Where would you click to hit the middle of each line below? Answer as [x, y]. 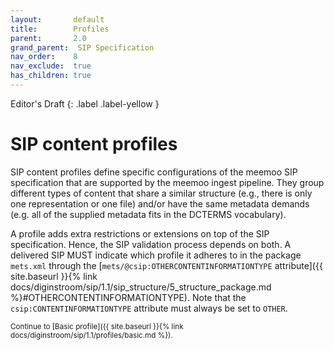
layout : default [57, 19]
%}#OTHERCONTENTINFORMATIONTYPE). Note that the [128, 297]
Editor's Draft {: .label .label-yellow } [85, 103]
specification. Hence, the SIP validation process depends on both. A [151, 244]
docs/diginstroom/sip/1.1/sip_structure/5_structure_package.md [141, 287]
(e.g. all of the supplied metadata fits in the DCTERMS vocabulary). [148, 214]
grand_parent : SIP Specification [82, 47]
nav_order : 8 [44, 57]
